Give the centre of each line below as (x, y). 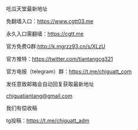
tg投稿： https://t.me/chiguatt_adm (48, 121)
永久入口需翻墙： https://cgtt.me (45, 34)
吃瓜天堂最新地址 (27, 9)
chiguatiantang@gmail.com (39, 96)
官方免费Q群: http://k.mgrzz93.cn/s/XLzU (56, 46)
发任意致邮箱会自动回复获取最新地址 (50, 84)
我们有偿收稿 (22, 108)
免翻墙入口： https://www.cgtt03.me (50, 21)
